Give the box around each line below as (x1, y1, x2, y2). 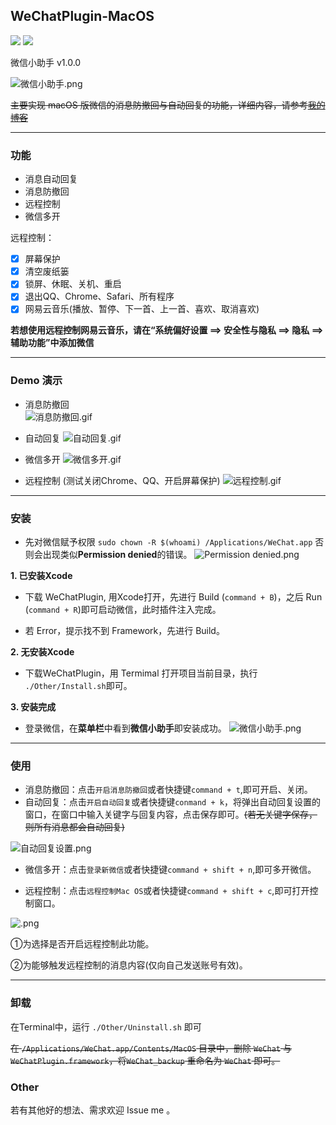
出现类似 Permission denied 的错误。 (42, 549, 193, 561)
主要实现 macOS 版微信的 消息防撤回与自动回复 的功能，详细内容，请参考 (10, 99, 308, 111)
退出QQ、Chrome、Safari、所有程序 (24, 290, 175, 303)
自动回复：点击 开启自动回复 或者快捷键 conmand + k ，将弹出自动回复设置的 (24, 796, 321, 808)
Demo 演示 (10, 374, 63, 388)
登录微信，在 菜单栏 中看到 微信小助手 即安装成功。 (24, 722, 227, 734)
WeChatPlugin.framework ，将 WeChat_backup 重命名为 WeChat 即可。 (10, 1054, 281, 1066)
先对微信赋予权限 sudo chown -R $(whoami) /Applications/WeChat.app (24, 536, 313, 548)
